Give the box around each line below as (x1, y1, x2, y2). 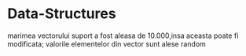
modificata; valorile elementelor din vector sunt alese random (7, 39, 206, 48)
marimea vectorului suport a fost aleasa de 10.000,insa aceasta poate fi (7, 31, 239, 40)
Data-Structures (7, 5, 116, 23)
